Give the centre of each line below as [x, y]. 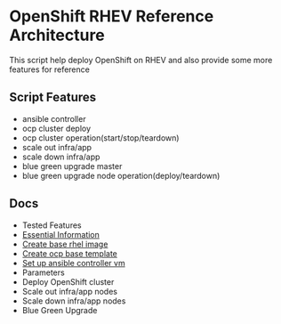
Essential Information [61, 234]
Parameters [43, 272]
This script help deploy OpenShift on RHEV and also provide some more [141, 60]
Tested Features [52, 225]
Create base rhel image [65, 244]
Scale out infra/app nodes [70, 291]
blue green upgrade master [72, 166]
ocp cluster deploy [56, 128]
